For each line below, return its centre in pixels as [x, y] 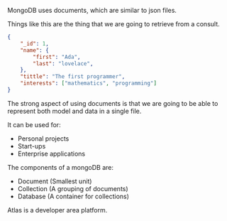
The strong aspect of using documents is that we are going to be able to [113, 103]
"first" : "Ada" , [57, 57]
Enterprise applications [51, 153]
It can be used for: [34, 124]
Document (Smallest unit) [55, 181]
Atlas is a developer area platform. [57, 210]
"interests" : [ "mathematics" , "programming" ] [89, 83]
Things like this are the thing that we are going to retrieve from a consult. [113, 24]
